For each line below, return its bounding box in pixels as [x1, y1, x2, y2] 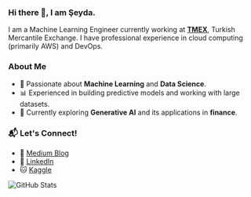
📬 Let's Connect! [8, 127, 78, 138]
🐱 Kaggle [19, 165, 53, 174]
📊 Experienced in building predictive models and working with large [19, 88, 241, 97]
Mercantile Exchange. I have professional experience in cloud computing [8, 33, 243, 42]
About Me [8, 61, 47, 72]
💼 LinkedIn [19, 156, 54, 166]
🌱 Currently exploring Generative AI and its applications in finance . [19, 108, 238, 117]
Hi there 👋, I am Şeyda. [8, 7, 96, 18]
